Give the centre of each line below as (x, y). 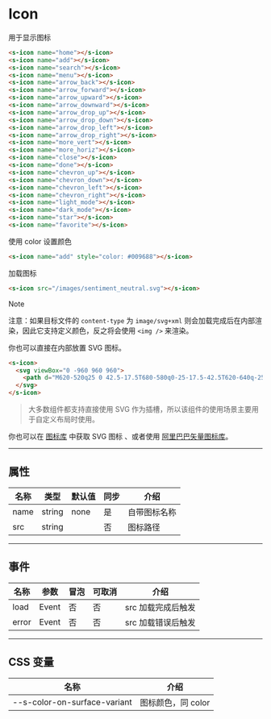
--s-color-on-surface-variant (72, 702)
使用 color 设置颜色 (40, 241)
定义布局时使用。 (71, 419)
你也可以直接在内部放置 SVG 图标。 (67, 347)
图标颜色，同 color (175, 702)
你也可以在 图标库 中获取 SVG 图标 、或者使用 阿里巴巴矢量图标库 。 (121, 437)
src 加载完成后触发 (160, 607)
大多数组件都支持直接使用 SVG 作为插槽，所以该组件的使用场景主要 (140, 409)
